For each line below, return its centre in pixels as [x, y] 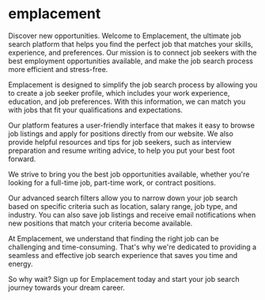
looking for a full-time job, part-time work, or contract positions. [112, 182]
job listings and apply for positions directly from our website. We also [121, 133]
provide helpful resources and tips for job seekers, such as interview [120, 142]
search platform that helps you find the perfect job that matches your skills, [131, 44]
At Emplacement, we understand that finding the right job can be [114, 238]
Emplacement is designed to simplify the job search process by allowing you [133, 85]
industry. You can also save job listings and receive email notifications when [132, 215]
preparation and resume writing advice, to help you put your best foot [121, 150]
